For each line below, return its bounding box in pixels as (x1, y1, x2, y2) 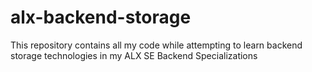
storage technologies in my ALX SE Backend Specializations (10, 49, 258, 61)
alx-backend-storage (10, 6, 192, 29)
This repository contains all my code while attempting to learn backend (10, 39, 303, 51)
